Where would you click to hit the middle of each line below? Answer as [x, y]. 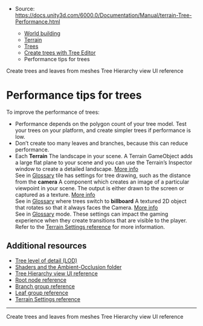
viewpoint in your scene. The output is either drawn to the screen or [99, 188]
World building [42, 33]
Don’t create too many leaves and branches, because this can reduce [101, 143]
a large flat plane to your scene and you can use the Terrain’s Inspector [103, 162]
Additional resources [47, 246]
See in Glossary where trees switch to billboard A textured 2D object [101, 201]
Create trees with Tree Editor [60, 53]
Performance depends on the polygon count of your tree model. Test [101, 124]
